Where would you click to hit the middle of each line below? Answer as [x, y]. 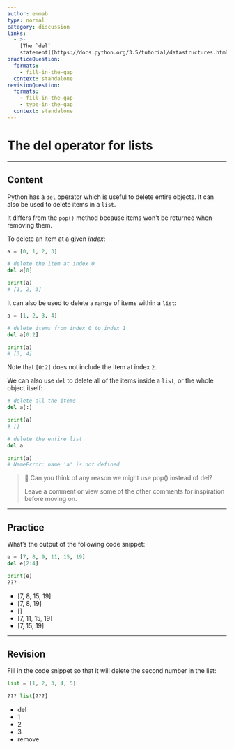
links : [17, 33]
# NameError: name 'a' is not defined [63, 465]
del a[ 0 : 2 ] [23, 335]
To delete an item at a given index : [56, 239]
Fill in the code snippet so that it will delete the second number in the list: [112, 671]
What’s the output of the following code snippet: [76, 544]
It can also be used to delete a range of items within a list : [92, 303]
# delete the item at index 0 [51, 264]
